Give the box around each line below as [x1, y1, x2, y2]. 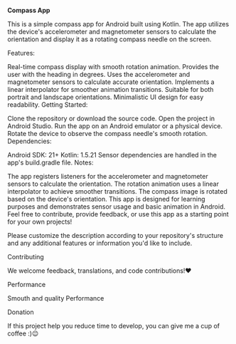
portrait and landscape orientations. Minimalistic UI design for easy [7, 93, 204, 101]
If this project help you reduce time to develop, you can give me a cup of [7, 322, 220, 330]
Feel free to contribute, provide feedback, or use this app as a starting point [7, 210, 229, 218]
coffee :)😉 [7, 329, 39, 338]
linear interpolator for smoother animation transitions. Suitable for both [7, 85, 214, 93]
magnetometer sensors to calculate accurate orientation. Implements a [7, 78, 215, 86]
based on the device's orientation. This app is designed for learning [7, 195, 205, 203]
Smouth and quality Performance [7, 294, 104, 302]
